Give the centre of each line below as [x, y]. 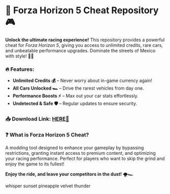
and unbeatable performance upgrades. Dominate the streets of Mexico [80, 50]
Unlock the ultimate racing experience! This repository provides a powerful [85, 40]
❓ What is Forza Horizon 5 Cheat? [47, 135]
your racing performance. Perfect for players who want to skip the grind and [85, 159]
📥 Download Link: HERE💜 [37, 119]
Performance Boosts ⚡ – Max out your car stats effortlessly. [75, 96]
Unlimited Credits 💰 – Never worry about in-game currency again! [82, 80]
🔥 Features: [20, 69]
